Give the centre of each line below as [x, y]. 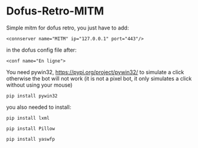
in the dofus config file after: [42, 50]
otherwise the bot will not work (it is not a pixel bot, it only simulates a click [99, 78]
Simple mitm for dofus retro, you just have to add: [68, 28]
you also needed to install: [39, 107]
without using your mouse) [39, 85]
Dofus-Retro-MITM [55, 11]
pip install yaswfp [31, 139]
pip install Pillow [31, 128]
